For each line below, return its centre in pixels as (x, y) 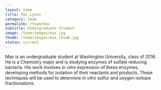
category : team (21, 19)
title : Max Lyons (23, 14)
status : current (22, 42)
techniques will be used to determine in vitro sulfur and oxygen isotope (78, 77)
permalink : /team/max (28, 24)
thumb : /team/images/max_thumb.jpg (42, 38)
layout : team (19, 10)
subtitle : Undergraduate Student (40, 28)
